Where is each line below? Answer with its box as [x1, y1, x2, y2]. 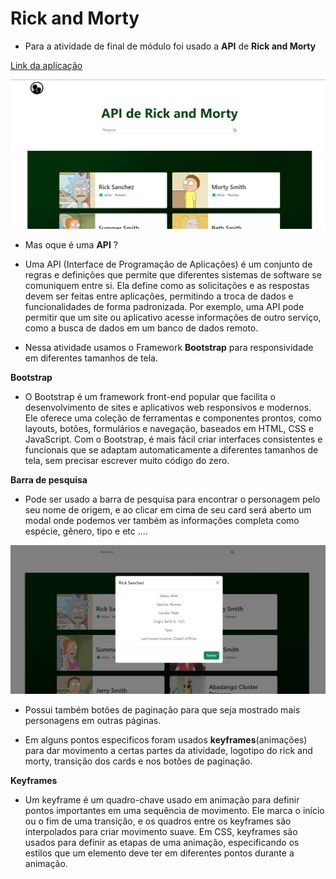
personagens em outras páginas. [24, 715, 162, 727]
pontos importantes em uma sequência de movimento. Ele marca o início [24, 805, 325, 817]
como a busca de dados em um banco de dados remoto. [24, 322, 259, 334]
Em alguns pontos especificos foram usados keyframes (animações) [24, 734, 308, 746]
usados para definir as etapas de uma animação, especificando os [24, 837, 300, 849]
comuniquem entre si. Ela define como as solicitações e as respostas [24, 279, 310, 291]
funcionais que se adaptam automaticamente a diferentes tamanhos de [24, 443, 319, 456]
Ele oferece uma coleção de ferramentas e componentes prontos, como [24, 412, 322, 424]
